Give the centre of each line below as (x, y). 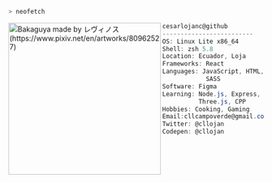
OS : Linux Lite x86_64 (201, 41)
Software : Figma (190, 86)
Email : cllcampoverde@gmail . (209, 117)
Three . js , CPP (222, 101)
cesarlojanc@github (195, 26)
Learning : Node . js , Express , (212, 94)
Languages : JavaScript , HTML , (213, 72)
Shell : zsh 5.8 (188, 49)
